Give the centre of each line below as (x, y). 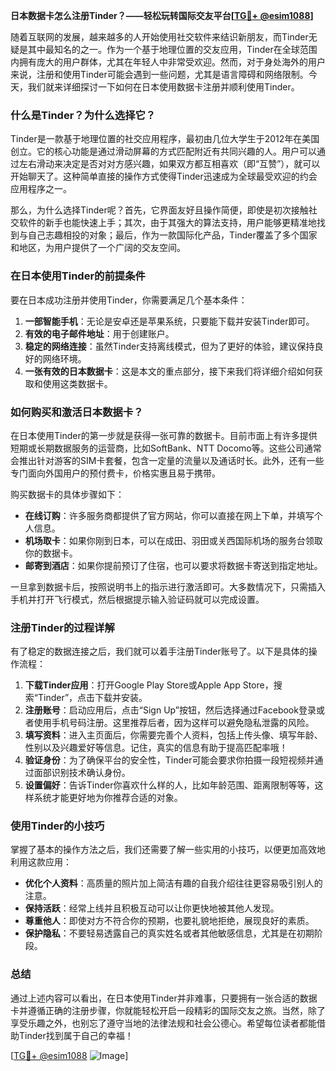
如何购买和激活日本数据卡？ (77, 412)
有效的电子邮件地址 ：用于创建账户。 (99, 333)
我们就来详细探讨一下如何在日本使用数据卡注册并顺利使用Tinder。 (163, 87)
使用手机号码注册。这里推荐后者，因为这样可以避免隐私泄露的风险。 (174, 723)
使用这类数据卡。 (77, 383)
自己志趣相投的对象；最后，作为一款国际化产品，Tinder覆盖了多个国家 (172, 235)
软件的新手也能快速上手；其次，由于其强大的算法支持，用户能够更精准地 (167, 223)
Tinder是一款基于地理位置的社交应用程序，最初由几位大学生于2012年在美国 (165, 139)
